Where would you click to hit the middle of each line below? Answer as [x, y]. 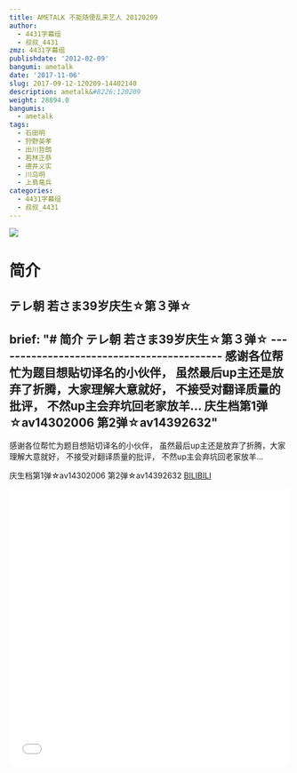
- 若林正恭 [35, 158]
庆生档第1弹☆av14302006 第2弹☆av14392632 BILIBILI [110, 475]
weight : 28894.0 [39, 100]
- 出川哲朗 [35, 149]
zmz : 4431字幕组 [37, 51]
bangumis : [28, 108]
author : [24, 26]
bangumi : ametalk [41, 68]
